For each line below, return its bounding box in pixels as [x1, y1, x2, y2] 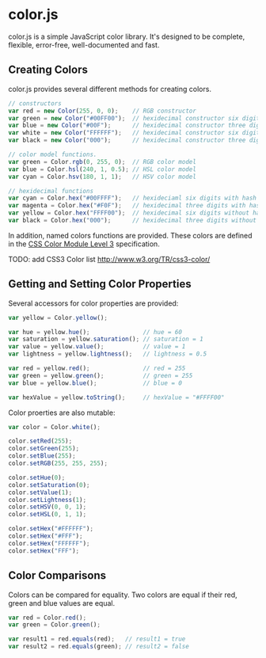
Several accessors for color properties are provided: [8, 299, 179, 308]
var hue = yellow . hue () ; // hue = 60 [8, 328, 182, 336]
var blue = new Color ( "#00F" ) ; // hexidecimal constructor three [8, 121, 246, 130]
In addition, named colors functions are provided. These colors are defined [8, 230, 253, 240]
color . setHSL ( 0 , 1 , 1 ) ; [8, 511, 87, 519]
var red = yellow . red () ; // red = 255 [8, 364, 186, 373]
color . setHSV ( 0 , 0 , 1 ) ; [8, 503, 87, 512]
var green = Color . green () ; [8, 621, 101, 629]
